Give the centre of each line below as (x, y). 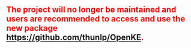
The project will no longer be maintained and (91, 10)
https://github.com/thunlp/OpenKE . (75, 38)
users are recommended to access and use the (96, 19)
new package (32, 28)
